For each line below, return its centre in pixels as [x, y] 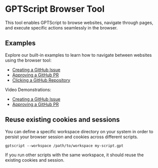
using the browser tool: [28, 60]
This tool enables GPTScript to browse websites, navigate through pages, [79, 23]
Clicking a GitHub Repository [41, 80]
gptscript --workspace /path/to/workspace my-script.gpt [64, 145]
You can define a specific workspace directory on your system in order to [79, 131]
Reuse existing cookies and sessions [62, 120]
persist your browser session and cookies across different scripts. [72, 137]
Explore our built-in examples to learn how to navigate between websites [79, 55]
